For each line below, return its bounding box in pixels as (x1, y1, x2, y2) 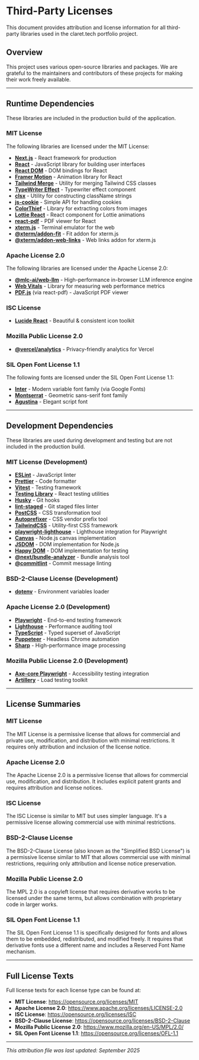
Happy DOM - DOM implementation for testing (14, 547, 129, 554)
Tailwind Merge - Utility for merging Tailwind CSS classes (14, 180, 157, 187)
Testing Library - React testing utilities (14, 490, 110, 498)
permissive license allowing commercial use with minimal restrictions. (6, 819, 176, 826)
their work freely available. (6, 76, 71, 83)
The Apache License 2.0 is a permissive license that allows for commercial (6, 772, 188, 779)
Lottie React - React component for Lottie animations (14, 211, 145, 218)
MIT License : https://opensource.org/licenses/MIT (14, 998, 139, 1005)
